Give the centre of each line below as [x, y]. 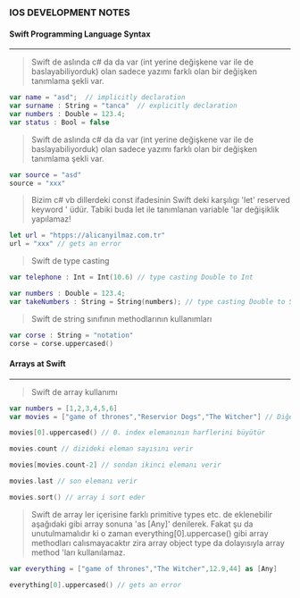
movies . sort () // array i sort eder [77, 497]
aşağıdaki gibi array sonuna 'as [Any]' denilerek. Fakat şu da [142, 524]
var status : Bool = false [59, 122]
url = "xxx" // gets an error [66, 244]
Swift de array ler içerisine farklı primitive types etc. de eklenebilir [152, 514]
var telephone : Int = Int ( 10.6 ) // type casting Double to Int [131, 278]
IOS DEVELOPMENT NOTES [70, 13]
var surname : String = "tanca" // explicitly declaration [124, 105]
